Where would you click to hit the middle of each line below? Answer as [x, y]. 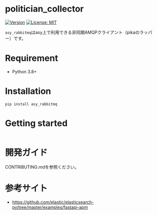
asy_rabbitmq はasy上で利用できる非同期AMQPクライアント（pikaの [72, 32]
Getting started [36, 123]
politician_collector [44, 9]
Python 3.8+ [24, 72]
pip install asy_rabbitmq [31, 104]
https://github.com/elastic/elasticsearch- [53, 202]
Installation [28, 91]
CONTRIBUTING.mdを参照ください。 [42, 167]
